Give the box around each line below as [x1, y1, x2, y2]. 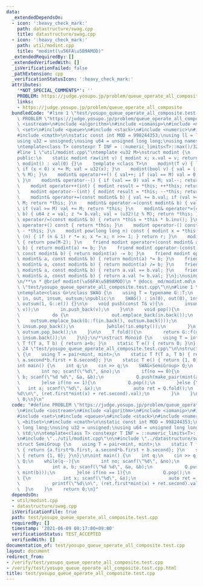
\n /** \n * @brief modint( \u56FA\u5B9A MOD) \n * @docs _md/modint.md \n [17, 279, 196, 285]
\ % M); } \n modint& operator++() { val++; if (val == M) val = [17, 172, 190, 178]
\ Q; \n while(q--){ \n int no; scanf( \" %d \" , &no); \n [17, 458, 180, 464]
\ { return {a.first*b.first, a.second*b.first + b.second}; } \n [17, 447, 185, 453]
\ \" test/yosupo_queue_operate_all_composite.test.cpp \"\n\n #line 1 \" [17, 284, 201, 290]
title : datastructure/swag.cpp [17, 31, 96, 37]
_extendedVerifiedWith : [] [11, 59, 80, 65]
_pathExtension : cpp [11, 71, 63, 77]
